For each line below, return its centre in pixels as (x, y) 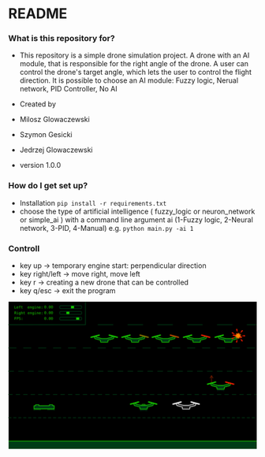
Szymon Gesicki (46, 135)
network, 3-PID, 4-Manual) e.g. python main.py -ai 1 (106, 228)
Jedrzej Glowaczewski (56, 150)
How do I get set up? (48, 186)
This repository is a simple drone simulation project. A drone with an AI (134, 55)
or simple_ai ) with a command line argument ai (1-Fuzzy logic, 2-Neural (136, 219)
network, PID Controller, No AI (69, 89)
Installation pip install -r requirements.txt (93, 202)
